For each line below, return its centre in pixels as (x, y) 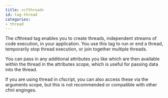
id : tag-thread (21, 15)
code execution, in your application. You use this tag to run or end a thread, (84, 44)
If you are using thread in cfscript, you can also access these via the (77, 79)
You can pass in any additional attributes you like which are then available (82, 59)
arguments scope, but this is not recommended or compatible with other (81, 85)
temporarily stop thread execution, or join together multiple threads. (76, 49)
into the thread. (21, 70)
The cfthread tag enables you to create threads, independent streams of (81, 38)
